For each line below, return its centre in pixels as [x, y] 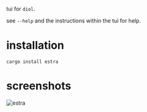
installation [35, 46]
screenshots [39, 86]
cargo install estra [33, 62]
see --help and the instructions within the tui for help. [74, 21]
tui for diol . [21, 9]
